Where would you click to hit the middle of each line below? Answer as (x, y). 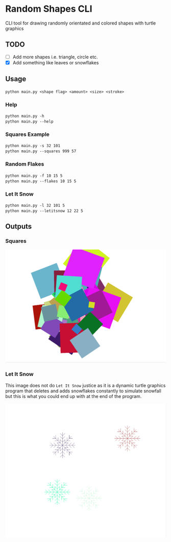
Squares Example (28, 134)
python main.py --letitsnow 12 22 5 (44, 211)
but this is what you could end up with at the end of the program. (74, 396)
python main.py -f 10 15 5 (34, 176)
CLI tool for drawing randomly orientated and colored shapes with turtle (81, 23)
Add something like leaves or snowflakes (56, 62)
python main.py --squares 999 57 (41, 151)
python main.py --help (29, 121)
